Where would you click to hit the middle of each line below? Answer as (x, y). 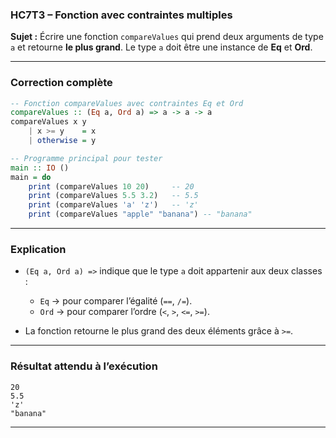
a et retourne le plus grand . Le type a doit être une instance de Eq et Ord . (161, 47)
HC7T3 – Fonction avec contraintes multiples (121, 15)
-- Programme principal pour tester (86, 158)
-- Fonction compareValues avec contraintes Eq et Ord (127, 103)
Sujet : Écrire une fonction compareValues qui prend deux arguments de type (167, 37)
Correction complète (61, 83)
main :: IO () (40, 168)
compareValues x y (48, 122)
